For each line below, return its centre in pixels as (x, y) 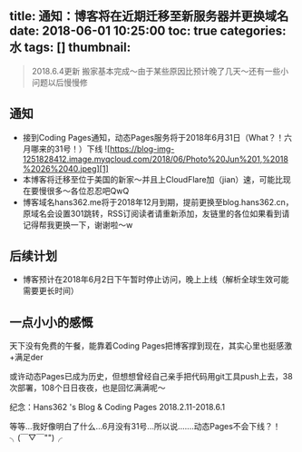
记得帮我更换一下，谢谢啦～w (78, 224)
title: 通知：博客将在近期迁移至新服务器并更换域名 (149, 16)
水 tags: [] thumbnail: (70, 48)
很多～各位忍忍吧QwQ (88, 191)
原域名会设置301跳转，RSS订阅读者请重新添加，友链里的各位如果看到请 (156, 213)
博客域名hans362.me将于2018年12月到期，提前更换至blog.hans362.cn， (158, 201)
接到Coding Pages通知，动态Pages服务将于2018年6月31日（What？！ (153, 137)
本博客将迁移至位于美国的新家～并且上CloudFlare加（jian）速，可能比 (153, 179)
